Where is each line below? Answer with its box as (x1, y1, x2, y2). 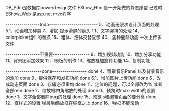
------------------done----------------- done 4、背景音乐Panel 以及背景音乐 (5, 68, 164, 75)
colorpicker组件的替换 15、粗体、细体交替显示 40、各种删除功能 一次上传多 (5, 34, 162, 40)
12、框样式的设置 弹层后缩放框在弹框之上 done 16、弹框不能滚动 (5, 100, 139, 106)
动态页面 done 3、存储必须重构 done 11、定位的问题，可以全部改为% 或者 (9, 81, 163, 87)
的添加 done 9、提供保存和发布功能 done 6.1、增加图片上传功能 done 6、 (5, 75, 157, 81)
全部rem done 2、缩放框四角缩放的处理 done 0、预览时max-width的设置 (5, 88, 155, 93)
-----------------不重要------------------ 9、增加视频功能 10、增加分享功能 (5, 51, 161, 57)
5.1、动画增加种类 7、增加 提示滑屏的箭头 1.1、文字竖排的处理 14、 (5, 28, 142, 34)
